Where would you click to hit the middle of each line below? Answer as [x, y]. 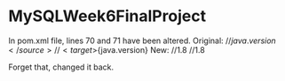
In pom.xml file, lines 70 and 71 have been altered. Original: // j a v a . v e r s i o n [142, 40]
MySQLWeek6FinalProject [107, 16]
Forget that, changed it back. [61, 67]
